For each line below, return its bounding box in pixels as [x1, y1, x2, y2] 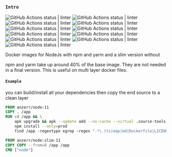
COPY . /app [5, 109, 31, 114]
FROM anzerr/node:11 [5, 105, 50, 110]
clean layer [5, 94, 29, 101]
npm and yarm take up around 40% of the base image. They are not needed [5, 62, 166, 68]
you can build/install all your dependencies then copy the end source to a [5, 89, 160, 95]
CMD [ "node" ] [5, 147, 33, 152]
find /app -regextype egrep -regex [14, 128, 91, 133]
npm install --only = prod [14, 124, 68, 129]
